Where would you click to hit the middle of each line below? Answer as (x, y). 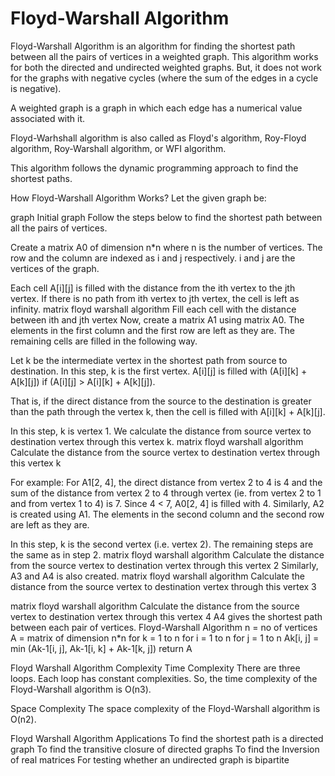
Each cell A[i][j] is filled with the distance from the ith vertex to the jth (153, 288)
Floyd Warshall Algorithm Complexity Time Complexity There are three (155, 668)
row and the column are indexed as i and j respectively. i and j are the (153, 258)
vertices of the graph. (55, 268)
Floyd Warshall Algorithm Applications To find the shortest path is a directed (167, 738)
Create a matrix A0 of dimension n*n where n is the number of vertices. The (166, 247)
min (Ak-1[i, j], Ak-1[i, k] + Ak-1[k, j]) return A (101, 648)
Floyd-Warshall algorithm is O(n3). (81, 689)
